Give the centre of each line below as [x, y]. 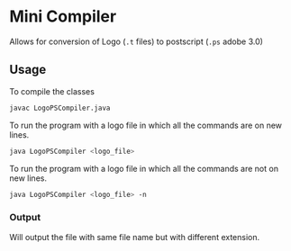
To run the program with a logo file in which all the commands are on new [145, 125]
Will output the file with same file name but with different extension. [135, 237]
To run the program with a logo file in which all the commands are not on [144, 168]
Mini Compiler [63, 17]
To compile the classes [52, 91]
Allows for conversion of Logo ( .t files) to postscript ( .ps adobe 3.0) [136, 41]
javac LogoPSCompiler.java [60, 108]
